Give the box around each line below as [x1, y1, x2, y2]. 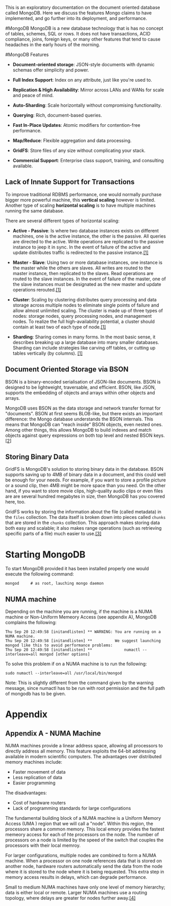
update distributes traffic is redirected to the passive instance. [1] [12, 249, 149, 256]
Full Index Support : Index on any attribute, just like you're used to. [12, 77, 152, 83]
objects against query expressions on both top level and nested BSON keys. [5, 432, 165, 438]
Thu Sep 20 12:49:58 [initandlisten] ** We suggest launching [5, 639, 161, 644]
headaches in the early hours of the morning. [5, 42, 101, 48]
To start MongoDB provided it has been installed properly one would [5, 566, 149, 572]
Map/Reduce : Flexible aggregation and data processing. [12, 138, 132, 143]
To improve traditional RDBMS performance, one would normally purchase [5, 191, 162, 197]
